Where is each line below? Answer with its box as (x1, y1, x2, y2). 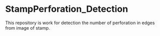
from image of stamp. (5, 25, 50, 31)
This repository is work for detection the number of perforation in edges (5, 20, 155, 26)
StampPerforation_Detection (5, 3, 128, 15)
